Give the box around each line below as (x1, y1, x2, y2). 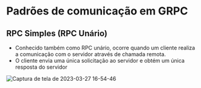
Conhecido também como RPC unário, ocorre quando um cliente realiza (15, 44, 196, 51)
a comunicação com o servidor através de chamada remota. (15, 51, 166, 58)
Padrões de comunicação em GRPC (6, 4, 188, 18)
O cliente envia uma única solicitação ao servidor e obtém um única (15, 57, 185, 64)
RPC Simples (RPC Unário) (6, 28, 108, 39)
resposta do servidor (15, 63, 68, 71)
